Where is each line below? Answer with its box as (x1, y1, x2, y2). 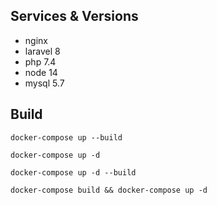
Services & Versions (10, 8, 139, 25)
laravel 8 (24, 45, 61, 57)
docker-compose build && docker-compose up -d (10, 185, 208, 195)
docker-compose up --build (10, 132, 123, 143)
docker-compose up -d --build (10, 167, 137, 178)
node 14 (24, 66, 58, 78)
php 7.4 (24, 55, 57, 68)
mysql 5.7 (24, 77, 65, 89)
